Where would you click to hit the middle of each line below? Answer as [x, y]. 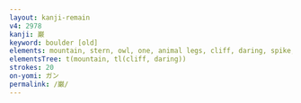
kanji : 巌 [27, 34]
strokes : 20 [31, 68]
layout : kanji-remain [50, 17]
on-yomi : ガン [35, 76]
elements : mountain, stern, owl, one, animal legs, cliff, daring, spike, [152, 51]
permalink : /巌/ [39, 84]
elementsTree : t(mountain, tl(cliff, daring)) [98, 59]
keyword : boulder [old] [54, 43]
